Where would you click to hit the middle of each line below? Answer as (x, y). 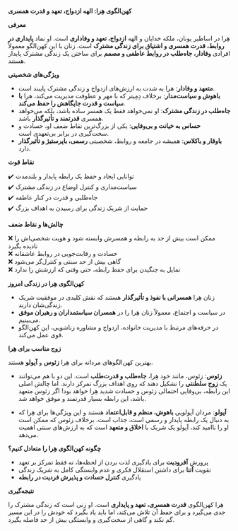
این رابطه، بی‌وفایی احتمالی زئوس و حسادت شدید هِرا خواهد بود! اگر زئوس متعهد (124, 391)
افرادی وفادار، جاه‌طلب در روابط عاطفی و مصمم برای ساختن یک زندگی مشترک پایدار (119, 53)
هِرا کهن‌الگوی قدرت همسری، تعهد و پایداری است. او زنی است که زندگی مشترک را (116, 504)
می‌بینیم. (29, 320)
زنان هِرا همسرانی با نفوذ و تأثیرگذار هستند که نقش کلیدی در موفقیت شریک (116, 297)
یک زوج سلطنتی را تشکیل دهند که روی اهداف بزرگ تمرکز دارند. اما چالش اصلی (123, 383)
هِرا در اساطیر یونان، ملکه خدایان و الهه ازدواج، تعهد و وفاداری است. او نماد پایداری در (119, 38)
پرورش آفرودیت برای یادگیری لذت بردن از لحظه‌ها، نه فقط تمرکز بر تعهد (113, 462)
